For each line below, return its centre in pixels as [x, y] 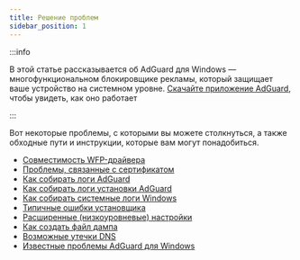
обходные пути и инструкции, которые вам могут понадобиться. [134, 142]
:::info [20, 51]
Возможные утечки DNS [69, 236]
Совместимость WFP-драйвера [84, 159]
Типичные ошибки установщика [84, 207]
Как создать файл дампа [70, 227]
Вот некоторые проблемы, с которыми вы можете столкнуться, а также [148, 132]
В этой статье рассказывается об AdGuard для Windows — [123, 69]
